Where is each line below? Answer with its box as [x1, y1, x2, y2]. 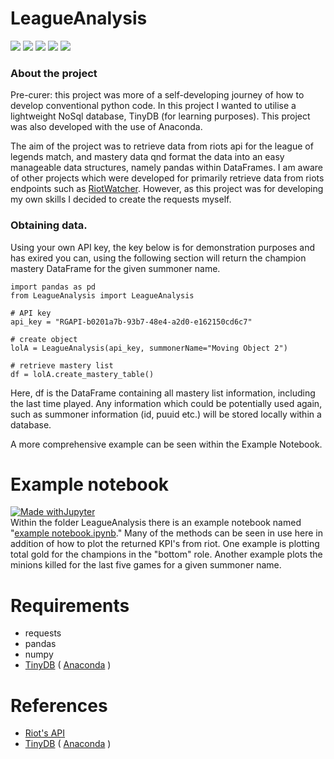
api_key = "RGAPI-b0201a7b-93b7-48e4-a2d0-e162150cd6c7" [10, 317, 253, 327]
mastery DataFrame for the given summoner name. [10, 262, 221, 274]
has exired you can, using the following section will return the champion [10, 252, 307, 264]
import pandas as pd [10, 282, 97, 292]
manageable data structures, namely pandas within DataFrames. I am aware [10, 162, 324, 174]
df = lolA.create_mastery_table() [10, 369, 155, 379]
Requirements [10, 594, 130, 617]
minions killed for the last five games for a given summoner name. [10, 559, 282, 571]
